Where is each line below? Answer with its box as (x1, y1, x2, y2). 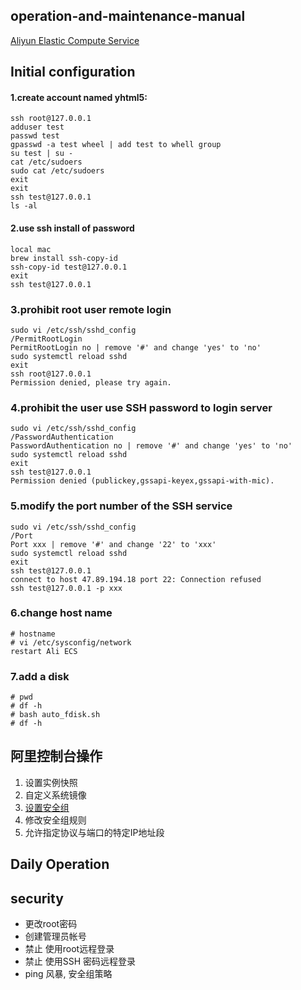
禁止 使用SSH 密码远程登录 (24, 955, 137, 968)
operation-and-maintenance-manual (10, 8, 246, 25)
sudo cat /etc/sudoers (10, 166, 105, 176)
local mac (10, 244, 52, 254)
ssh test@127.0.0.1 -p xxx (10, 583, 123, 593)
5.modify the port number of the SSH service (10, 499, 233, 513)
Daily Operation (10, 856, 110, 873)
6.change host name (10, 606, 113, 620)
